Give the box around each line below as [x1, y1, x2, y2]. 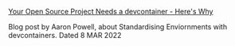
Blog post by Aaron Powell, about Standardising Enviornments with [8, 22, 228, 31]
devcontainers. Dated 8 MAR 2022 [8, 31, 122, 40]
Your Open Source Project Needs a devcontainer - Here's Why [8, 7, 213, 16]
